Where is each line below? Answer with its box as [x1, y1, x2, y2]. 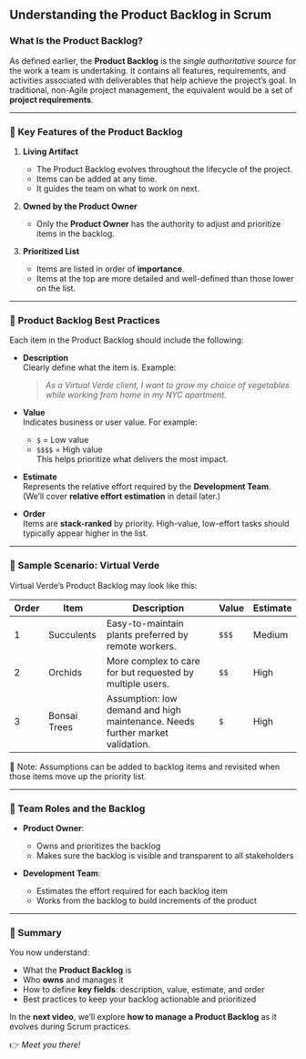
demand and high [106, 704, 182, 716]
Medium [252, 628, 289, 641]
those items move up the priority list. [9, 770, 148, 782]
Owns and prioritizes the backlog [36, 840, 161, 851]
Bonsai [48, 709, 78, 722]
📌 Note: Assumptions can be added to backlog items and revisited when [9, 761, 280, 772]
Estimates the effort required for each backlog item [36, 885, 229, 896]
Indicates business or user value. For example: [22, 416, 198, 427]
